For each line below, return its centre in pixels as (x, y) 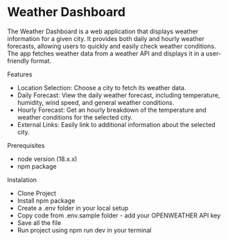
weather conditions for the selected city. (75, 117)
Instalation (22, 180)
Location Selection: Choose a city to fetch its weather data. (102, 88)
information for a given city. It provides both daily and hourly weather (106, 38)
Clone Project (37, 193)
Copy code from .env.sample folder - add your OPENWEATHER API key (119, 215)
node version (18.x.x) (47, 159)
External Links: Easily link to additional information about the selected (116, 124)
